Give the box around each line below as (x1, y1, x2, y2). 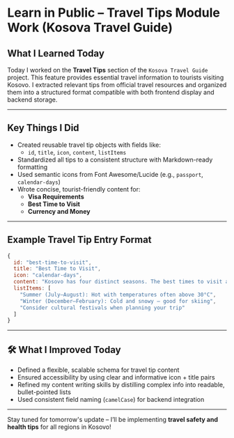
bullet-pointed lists (17, 388, 72, 396)
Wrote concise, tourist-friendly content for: (17, 185, 141, 193)
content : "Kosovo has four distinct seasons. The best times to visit (13, 279, 223, 286)
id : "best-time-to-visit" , (13, 259, 92, 266)
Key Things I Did (7, 122, 79, 134)
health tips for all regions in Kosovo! (7, 423, 111, 431)
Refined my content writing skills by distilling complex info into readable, (17, 381, 225, 389)
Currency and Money (27, 207, 91, 215)
